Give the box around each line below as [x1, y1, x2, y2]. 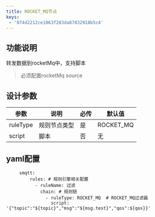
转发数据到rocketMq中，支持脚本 [6, 59, 86, 66]
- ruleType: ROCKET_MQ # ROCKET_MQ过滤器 [45, 195, 149, 201]
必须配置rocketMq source [20, 72, 83, 79]
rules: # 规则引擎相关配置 [29, 176, 89, 182]
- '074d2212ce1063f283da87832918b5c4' [8, 19, 104, 25]
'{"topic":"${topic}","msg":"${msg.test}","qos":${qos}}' [6, 205, 151, 211]
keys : [6, 14, 19, 20]
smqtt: [19, 170, 35, 176]
